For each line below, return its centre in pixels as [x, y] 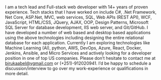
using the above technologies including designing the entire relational [74, 38]
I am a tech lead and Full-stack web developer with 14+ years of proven [76, 7]
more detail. [17, 73]
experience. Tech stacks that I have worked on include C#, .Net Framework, [81, 12]
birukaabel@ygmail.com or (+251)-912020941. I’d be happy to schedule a [78, 63]
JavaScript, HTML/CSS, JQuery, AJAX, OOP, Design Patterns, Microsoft [77, 22]
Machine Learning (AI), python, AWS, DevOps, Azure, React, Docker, [73, 48]
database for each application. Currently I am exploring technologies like [78, 43]
